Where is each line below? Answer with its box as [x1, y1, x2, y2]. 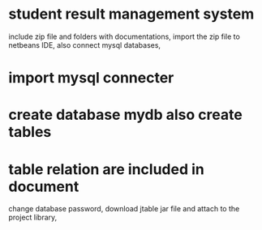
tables [8, 123, 52, 142]
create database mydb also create [8, 106, 243, 124]
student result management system [8, 5, 255, 23]
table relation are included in [8, 160, 204, 178]
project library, [8, 212, 58, 223]
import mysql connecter [8, 69, 174, 87]
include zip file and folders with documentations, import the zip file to [8, 32, 241, 41]
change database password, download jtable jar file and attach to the [8, 204, 240, 214]
